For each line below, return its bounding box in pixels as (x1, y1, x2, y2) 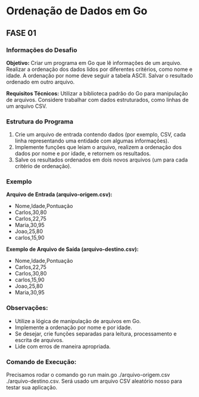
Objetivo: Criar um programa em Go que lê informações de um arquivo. (6, 59, 182, 66)
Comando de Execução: (6, 358, 77, 366)
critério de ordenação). (14, 163, 71, 170)
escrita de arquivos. (14, 336, 64, 343)
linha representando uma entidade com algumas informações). (14, 137, 169, 144)
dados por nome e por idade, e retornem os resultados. (14, 150, 151, 157)
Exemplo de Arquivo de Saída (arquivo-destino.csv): (6, 246, 139, 253)
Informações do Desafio (6, 46, 77, 54)
